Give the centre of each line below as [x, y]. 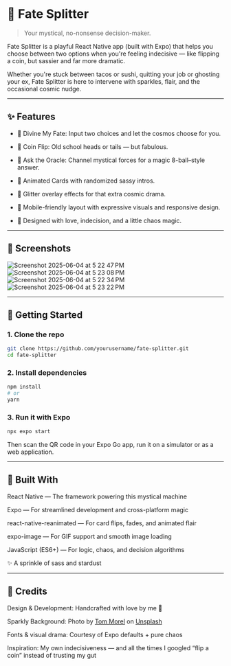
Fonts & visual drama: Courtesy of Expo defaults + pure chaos [95, 634]
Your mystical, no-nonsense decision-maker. [87, 33]
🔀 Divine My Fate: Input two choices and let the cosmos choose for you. [119, 133]
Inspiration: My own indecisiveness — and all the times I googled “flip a [108, 647]
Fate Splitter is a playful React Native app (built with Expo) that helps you [110, 46]
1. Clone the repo [36, 334]
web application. [31, 452]
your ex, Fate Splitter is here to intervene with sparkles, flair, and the [104, 81]
